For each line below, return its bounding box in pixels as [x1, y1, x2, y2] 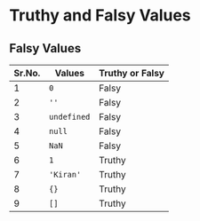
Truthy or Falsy [99, 67, 164, 79]
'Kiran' [48, 170, 82, 179]
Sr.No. [13, 67, 41, 79]
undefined [48, 112, 91, 122]
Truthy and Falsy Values [9, 5, 191, 26]
